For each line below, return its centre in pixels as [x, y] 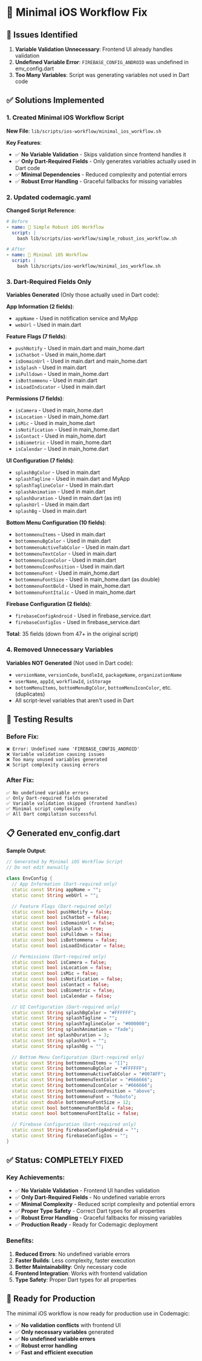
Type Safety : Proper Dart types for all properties [76, 1279]
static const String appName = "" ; [57, 889]
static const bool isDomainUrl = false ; [63, 923]
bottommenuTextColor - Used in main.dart [66, 554]
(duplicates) [30, 694]
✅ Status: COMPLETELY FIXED [65, 1160]
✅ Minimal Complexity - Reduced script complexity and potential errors [105, 1204]
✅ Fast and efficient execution [54, 1352]
